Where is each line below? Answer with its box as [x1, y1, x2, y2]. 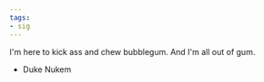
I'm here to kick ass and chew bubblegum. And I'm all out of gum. [9, 46, 256, 57]
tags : [9, 13, 30, 23]
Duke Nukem [22, 64, 72, 75]
